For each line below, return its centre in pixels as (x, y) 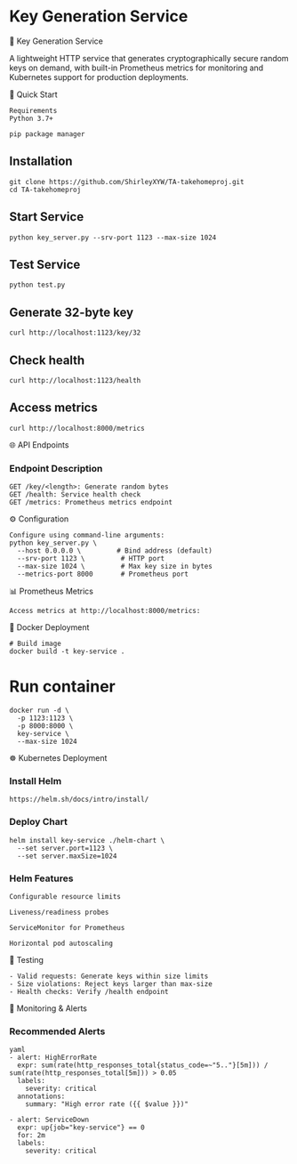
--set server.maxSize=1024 (67, 856)
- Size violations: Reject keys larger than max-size (111, 984)
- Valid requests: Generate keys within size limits (109, 976)
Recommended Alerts (57, 1031)
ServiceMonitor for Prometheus (67, 927)
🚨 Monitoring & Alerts (48, 1008)
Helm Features (41, 878)
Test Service (45, 264)
